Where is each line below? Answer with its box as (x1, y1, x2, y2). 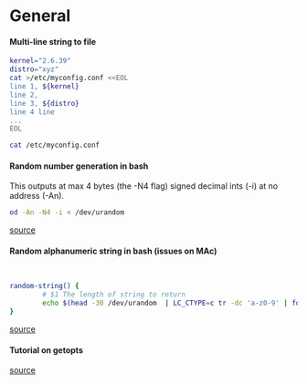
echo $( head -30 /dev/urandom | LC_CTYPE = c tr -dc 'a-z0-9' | (42, 298, 289, 308)
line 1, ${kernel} (9, 82, 79, 91)
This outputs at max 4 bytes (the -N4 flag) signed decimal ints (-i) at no (9, 181, 279, 192)
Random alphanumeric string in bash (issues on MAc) (9, 245, 217, 256)
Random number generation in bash (9, 161, 149, 171)
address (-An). (9, 191, 65, 202)
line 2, (9, 90, 39, 99)
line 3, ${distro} (9, 99, 79, 108)
